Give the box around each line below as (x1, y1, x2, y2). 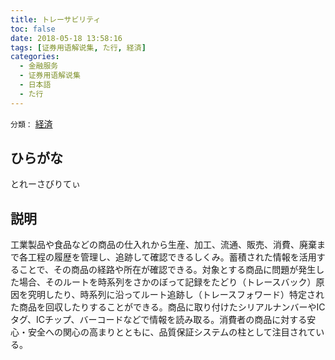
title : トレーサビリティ (10, 14, 102, 25)
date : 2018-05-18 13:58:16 (10, 33, 123, 43)
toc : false (10, 24, 56, 34)
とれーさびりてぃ (10, 178, 81, 190)
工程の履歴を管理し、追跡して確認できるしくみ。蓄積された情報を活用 (27, 251, 317, 263)
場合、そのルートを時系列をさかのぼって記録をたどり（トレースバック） (18, 276, 317, 288)
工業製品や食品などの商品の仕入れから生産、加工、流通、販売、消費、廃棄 (10, 239, 317, 251)
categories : (10, 52, 60, 62)
